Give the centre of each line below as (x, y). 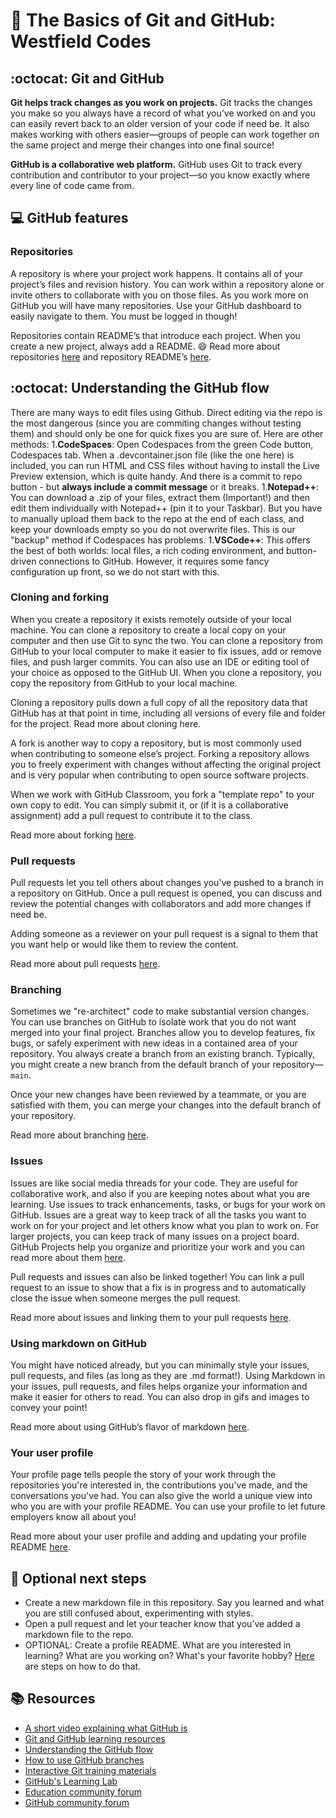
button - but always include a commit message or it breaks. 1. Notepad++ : (164, 486)
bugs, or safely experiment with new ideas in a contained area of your (154, 1043)
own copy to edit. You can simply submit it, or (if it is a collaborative (149, 805)
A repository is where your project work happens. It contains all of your (157, 273)
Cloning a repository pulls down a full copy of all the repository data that (159, 702)
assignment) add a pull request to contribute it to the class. (131, 815)
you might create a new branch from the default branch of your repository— (167, 1065)
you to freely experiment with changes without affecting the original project (165, 764)
